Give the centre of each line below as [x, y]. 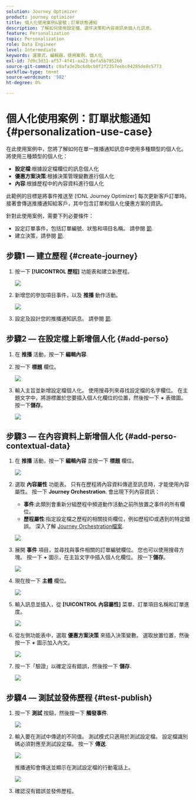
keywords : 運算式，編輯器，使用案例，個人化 [54, 55]
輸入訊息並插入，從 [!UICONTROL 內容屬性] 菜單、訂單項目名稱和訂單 [99, 604]
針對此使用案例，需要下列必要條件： [50, 216]
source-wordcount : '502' [36, 77]
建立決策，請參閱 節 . [39, 236]
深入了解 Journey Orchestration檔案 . [79, 526]
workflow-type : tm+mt [33, 72]
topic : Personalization [35, 39]
